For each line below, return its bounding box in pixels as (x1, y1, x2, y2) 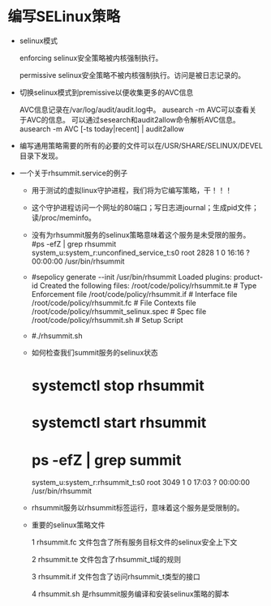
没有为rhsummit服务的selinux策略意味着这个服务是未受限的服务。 (31, 230, 251, 239)
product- (233, 272, 264, 282)
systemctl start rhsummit (31, 414, 207, 432)
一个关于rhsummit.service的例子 (19, 168, 128, 178)
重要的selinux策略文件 (31, 520, 106, 530)
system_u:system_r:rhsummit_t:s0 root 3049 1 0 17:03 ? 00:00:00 (31, 478, 251, 488)
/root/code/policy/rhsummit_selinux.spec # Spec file (31, 306, 207, 316)
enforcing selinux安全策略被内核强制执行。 (19, 53, 163, 62)
